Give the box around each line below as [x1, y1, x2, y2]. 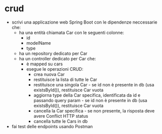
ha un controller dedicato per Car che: [19, 55, 96, 61]
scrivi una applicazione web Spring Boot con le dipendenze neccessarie [11, 19, 158, 25]
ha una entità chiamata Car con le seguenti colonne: [19, 29, 124, 35]
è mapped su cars [26, 61, 63, 67]
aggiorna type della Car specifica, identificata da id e [33, 92, 140, 98]
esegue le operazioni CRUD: [26, 66, 84, 72]
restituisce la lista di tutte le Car [33, 77, 97, 82]
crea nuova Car [33, 71, 65, 77]
